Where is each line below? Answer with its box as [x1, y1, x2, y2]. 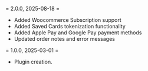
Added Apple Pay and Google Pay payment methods [14, 29, 142, 36]
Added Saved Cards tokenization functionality [14, 23, 126, 30]
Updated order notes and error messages [14, 35, 116, 42]
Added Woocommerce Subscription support [14, 17, 121, 23]
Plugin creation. [14, 59, 52, 65]
